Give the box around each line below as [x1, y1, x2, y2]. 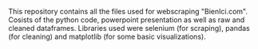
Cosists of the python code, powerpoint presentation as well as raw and [8, 15, 245, 24]
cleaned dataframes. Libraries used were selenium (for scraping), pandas [8, 24, 250, 32]
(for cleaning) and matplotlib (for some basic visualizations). [8, 32, 206, 41]
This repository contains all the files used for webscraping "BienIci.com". [8, 7, 248, 16]
